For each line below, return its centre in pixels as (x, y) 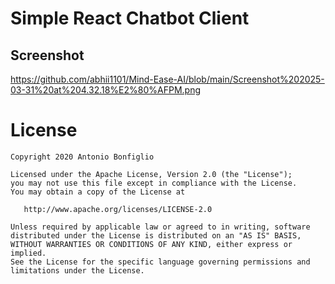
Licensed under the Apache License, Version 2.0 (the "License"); (151, 174)
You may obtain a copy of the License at (98, 192)
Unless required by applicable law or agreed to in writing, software (160, 227)
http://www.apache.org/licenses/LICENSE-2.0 (118, 209)
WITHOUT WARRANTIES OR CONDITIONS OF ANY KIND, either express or (151, 244)
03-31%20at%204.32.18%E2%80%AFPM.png (106, 90)
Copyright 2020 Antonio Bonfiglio (82, 157)
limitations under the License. (77, 270)
